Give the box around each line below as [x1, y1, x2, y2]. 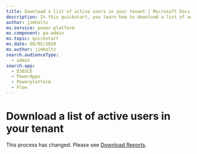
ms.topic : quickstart [6, 36, 59, 41]
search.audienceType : [6, 52, 59, 58]
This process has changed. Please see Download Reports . [6, 141, 147, 148]
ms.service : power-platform [6, 24, 75, 31]
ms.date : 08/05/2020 [6, 41, 57, 47]
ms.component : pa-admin [6, 30, 64, 36]
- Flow [11, 85, 28, 90]
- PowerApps [11, 73, 41, 79]
